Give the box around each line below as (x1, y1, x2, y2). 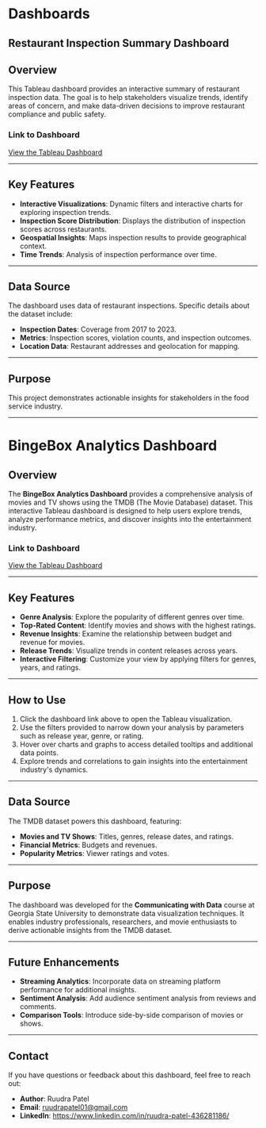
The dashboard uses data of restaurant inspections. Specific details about (8, 301, 250, 310)
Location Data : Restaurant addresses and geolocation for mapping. (19, 342, 240, 351)
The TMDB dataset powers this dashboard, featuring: (8, 816, 182, 826)
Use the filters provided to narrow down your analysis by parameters (19, 723, 245, 732)
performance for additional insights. (19, 985, 137, 995)
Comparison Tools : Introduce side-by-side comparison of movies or (19, 1011, 244, 1020)
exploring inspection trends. (19, 207, 112, 217)
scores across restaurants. (19, 224, 107, 234)
